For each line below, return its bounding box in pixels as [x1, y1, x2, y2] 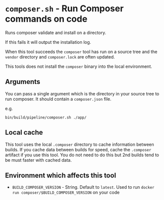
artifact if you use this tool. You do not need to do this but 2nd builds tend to [5, 152, 160, 158]
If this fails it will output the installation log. [5, 39, 91, 45]
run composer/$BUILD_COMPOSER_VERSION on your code [12, 190, 120, 196]
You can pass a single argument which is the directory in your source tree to [5, 90, 160, 96]
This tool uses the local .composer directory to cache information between [5, 141, 154, 147]
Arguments [5, 78, 41, 86]
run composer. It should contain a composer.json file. [5, 96, 111, 102]
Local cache [5, 128, 43, 137]
